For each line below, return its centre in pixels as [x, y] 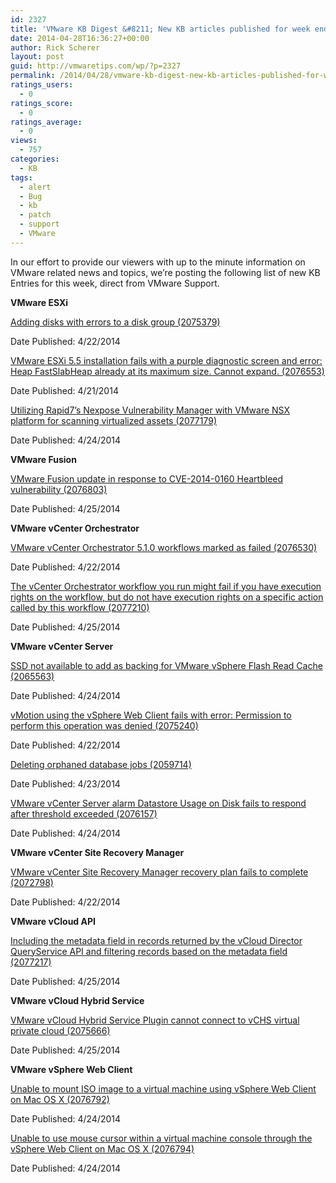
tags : [21, 177]
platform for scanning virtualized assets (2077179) [114, 420]
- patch [35, 215]
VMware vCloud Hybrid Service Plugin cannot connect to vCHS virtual [155, 1020]
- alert [35, 187]
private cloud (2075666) [60, 1030]
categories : [35, 159]
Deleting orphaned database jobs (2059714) [101, 764]
